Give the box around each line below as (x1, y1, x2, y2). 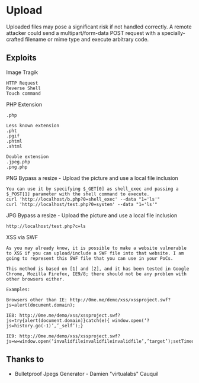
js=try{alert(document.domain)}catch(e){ (6, 317, 110, 323)
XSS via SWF (6, 233, 38, 240)
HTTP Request (6, 80, 38, 86)
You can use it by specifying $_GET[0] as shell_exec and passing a (6, 186, 179, 192)
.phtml (6, 138, 23, 144)
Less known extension (6, 123, 60, 128)
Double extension (6, 153, 49, 160)
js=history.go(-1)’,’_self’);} (6, 323, 84, 329)
